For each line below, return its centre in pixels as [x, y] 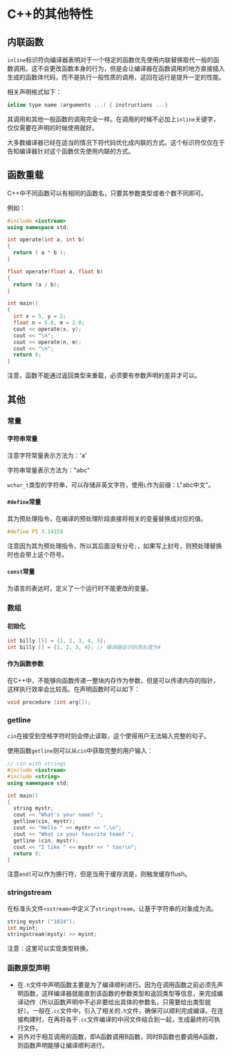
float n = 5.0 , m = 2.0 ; [49, 323]
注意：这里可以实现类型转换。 [49, 949]
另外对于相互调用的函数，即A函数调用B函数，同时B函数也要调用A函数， [119, 1037]
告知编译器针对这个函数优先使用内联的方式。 [71, 151]
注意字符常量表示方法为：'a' [47, 455]
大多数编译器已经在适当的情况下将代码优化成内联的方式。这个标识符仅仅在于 [116, 142]
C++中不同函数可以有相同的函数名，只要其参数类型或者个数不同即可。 [107, 193]
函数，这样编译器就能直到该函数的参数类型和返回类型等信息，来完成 [120, 993]
